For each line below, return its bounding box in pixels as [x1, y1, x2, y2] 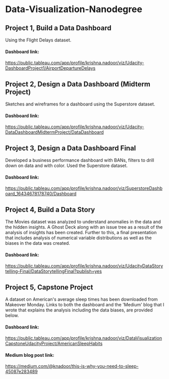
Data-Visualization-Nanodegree [5, 4, 143, 15]
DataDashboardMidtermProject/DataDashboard [5, 129, 104, 135]
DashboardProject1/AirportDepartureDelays [5, 65, 96, 71]
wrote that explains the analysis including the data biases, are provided [5, 307, 153, 313]
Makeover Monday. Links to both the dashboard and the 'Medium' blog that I [5, 302, 164, 308]
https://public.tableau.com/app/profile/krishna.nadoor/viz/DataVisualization [5, 335, 162, 341]
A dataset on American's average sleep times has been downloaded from [5, 296, 158, 302]
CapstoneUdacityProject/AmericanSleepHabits [5, 341, 103, 347]
